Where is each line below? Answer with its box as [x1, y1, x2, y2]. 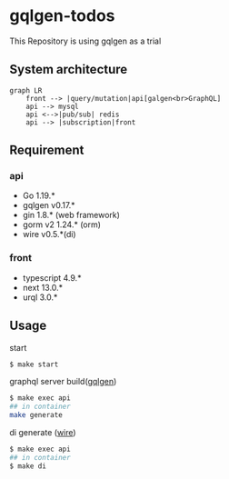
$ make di [9, 461, 47, 471]
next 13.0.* [22, 282, 64, 293]
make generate [9, 411, 64, 420]
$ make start [9, 360, 59, 369]
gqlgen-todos [9, 5, 115, 26]
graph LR [9, 85, 43, 95]
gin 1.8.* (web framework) [22, 210, 121, 221]
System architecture [9, 62, 128, 77]
